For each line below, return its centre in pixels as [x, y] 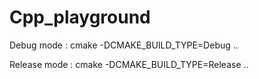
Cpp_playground [80, 17]
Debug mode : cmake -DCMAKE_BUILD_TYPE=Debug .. [124, 45]
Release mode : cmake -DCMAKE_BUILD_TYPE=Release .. [129, 64]
